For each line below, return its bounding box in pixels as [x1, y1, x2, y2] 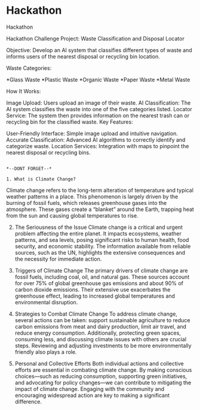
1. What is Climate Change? [6, 176, 76, 182]
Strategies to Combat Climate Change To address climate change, [14, 310, 178, 317]
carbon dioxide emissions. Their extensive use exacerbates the [14, 286, 171, 293]
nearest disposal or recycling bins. [6, 149, 91, 156]
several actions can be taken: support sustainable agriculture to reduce [14, 316, 190, 323]
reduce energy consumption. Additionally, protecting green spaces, [14, 329, 181, 336]
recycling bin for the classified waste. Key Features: [6, 118, 133, 126]
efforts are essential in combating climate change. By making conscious [14, 366, 192, 374]
